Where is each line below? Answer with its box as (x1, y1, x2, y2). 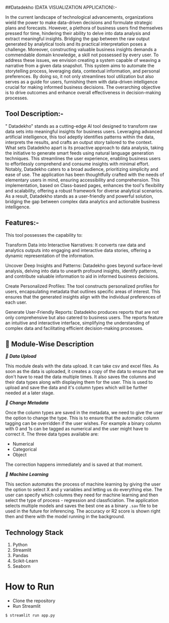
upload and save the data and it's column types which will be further (5, 385, 148, 391)
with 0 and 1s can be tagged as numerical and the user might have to (5, 426, 149, 432)
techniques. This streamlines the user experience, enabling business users (5, 155, 161, 161)
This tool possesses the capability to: (5, 232, 83, 238)
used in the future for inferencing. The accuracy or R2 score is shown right (5, 508, 160, 514)
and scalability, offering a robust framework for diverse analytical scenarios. (5, 188, 163, 194)
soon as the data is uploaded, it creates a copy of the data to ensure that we (5, 369, 164, 375)
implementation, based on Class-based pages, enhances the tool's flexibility (5, 182, 164, 188)
